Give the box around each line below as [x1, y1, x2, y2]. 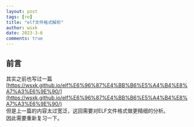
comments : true [6, 36, 43, 41]
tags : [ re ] [6, 14, 33, 20]
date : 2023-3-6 [6, 30, 43, 36]
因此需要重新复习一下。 [6, 114, 63, 121]
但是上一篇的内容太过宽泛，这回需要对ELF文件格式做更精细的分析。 [6, 107, 169, 114]
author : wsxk [6, 24, 38, 31]
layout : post [6, 8, 38, 15]
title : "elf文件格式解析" [6, 19, 64, 25]
